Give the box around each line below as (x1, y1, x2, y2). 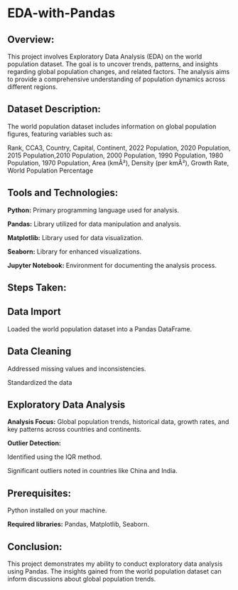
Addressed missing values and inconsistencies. (7, 364, 146, 373)
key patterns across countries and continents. (7, 425, 142, 434)
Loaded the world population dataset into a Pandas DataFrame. (7, 324, 193, 333)
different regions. (7, 83, 58, 90)
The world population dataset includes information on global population (7, 122, 217, 130)
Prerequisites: (7, 487, 71, 500)
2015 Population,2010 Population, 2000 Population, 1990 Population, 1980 (7, 151, 224, 160)
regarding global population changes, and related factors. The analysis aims (7, 68, 230, 76)
